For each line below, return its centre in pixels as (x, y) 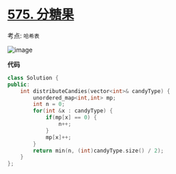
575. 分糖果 (41, 15)
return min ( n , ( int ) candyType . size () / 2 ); (98, 151)
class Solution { (33, 78)
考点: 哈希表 (24, 36)
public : (19, 85)
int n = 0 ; (49, 104)
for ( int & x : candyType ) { (73, 111)
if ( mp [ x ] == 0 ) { (71, 118)
